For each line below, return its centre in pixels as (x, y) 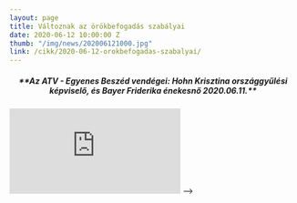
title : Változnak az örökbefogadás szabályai (97, 26)
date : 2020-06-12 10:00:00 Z (65, 35)
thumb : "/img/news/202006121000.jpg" (81, 43)
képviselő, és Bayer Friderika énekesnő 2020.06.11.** (153, 90)
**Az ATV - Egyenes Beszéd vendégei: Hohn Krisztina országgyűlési (153, 81)
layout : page (34, 18)
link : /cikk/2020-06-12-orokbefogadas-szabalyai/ (106, 52)
